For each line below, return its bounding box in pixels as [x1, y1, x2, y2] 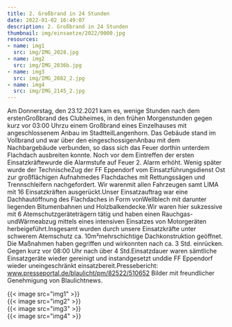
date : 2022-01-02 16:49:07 [7, 17, 85, 24]
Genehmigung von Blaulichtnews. [7, 276, 103, 285]
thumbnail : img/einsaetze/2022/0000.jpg [7, 29, 126, 37]
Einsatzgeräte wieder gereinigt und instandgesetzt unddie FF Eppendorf [7, 254, 213, 262]
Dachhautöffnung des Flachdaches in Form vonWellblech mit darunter [7, 195, 207, 203]
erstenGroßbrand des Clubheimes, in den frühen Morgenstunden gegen [7, 114, 213, 122]
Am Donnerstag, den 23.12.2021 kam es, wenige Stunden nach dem [7, 107, 200, 115]
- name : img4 [7, 81, 45, 88]
